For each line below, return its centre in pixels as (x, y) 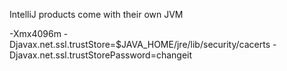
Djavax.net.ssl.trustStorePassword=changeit (101, 55)
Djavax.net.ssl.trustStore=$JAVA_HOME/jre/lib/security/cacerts (140, 44)
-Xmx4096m (35, 33)
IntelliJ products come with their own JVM (96, 14)
